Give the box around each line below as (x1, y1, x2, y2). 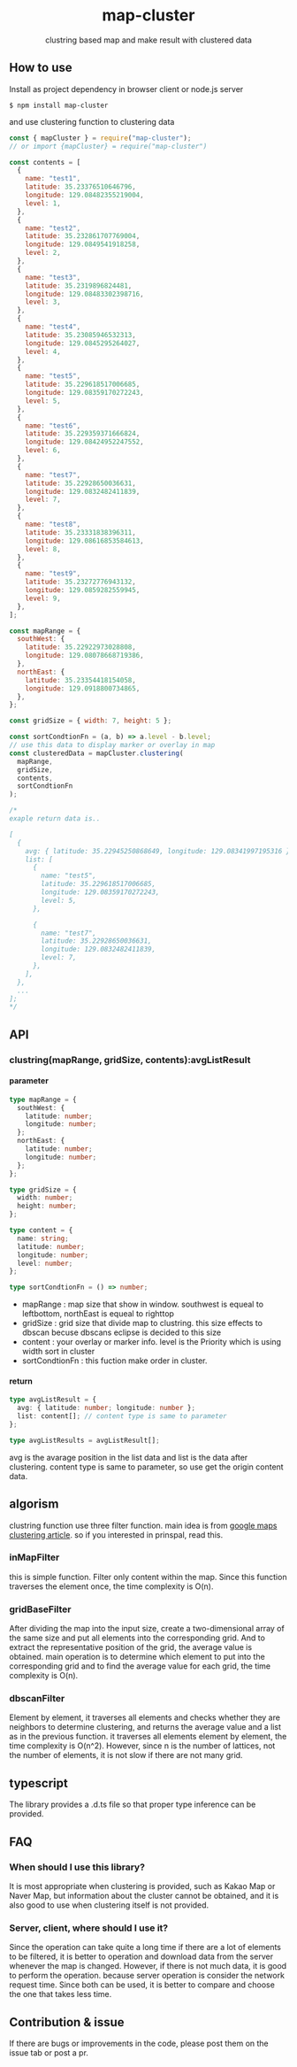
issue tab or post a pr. (9, 2048, 88, 2058)
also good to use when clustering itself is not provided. (9, 1900, 209, 1910)
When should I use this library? (9, 1861, 146, 1873)
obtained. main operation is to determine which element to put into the (9, 1652, 265, 1662)
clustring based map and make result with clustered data (45, 35, 252, 45)
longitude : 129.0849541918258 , (25, 240, 141, 249)
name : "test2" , (25, 223, 81, 233)
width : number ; (17, 1193, 73, 1202)
